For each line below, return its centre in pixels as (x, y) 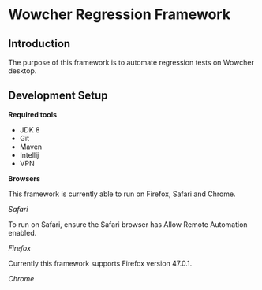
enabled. (22, 232)
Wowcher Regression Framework (120, 15)
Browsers (24, 178)
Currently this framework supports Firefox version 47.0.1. (100, 263)
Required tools (33, 114)
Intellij (29, 154)
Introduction (39, 44)
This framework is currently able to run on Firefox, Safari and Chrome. (122, 194)
